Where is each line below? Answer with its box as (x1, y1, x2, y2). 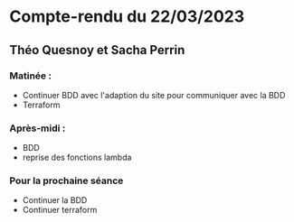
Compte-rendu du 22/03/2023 (9, 6, 245, 27)
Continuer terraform (22, 205, 98, 216)
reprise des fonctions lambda (22, 152, 132, 163)
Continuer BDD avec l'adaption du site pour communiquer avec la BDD (22, 89, 286, 100)
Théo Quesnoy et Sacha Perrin (9, 42, 185, 58)
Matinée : (9, 69, 52, 82)
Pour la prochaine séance (9, 174, 124, 187)
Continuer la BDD (22, 195, 88, 206)
